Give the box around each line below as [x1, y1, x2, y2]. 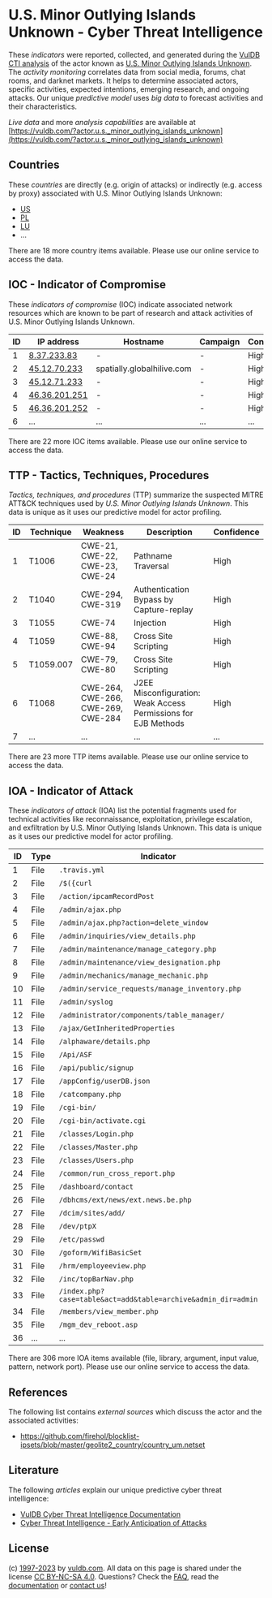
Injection [133, 617, 167, 628]
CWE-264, [80, 682, 124, 693]
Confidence [213, 526, 260, 538]
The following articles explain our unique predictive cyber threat [8, 1484, 223, 1495]
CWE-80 [80, 664, 116, 676]
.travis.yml [58, 866, 105, 875]
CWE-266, [80, 693, 124, 704]
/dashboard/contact [58, 1182, 134, 1191]
